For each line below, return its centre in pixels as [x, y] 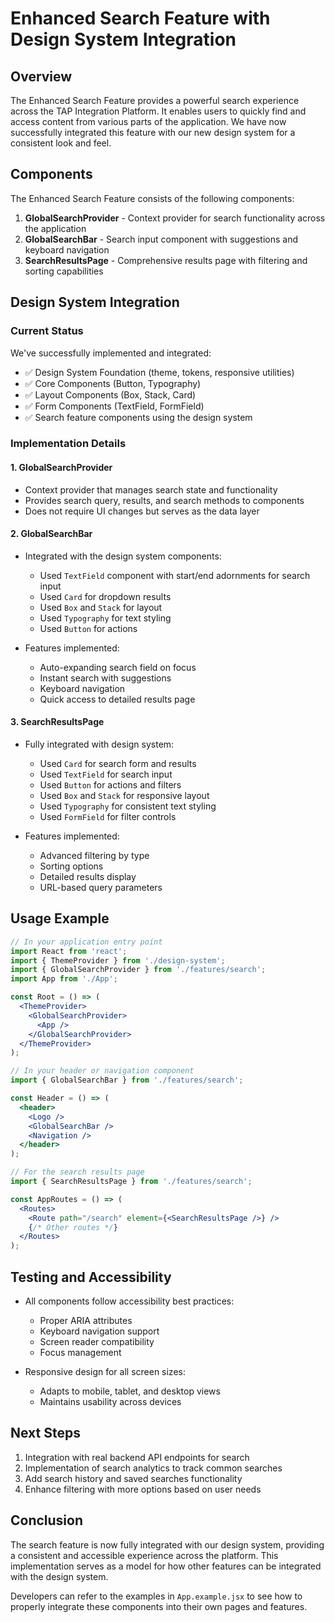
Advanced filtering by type [94, 856]
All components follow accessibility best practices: [129, 1301]
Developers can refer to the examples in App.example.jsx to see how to [156, 1596]
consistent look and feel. [61, 143]
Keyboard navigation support [99, 1331]
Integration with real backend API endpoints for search [137, 1457]
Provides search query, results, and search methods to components [164, 500]
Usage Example [60, 918]
